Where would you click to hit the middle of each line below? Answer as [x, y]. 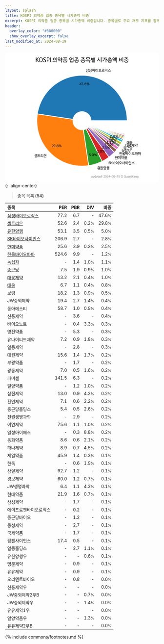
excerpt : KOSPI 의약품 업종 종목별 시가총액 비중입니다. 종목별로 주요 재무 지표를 [78, 21]
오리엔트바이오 [21, 579]
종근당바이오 [19, 517]
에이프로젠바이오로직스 [29, 510]
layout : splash [20, 10]
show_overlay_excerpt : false [39, 36]
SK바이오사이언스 [24, 239]
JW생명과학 [19, 487]
